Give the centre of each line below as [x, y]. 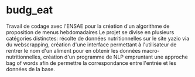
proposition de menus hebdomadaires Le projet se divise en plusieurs [90, 32]
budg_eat [30, 10]
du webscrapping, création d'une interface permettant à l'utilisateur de [91, 45]
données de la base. [31, 69]
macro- [151, 50]
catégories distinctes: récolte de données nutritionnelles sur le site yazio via [98, 38]
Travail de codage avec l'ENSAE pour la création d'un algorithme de [88, 26]
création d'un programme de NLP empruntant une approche [116, 57]
